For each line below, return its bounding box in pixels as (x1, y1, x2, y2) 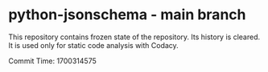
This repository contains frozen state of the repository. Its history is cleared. (8, 32, 260, 42)
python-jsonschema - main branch (8, 6, 246, 24)
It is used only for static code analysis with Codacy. (8, 40, 179, 50)
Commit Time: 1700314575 (8, 56, 97, 66)
